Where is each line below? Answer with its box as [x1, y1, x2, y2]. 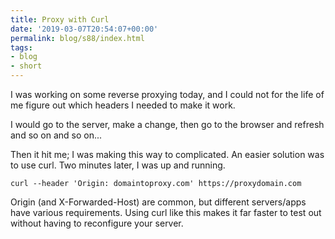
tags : [10, 42, 33, 53]
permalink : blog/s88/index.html [10, 33, 145, 43]
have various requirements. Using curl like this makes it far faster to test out [10, 207, 322, 218]
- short [10, 61, 43, 71]
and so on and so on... [10, 129, 103, 141]
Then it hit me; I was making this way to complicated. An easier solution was [10, 149, 325, 160]
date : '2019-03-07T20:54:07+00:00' [10, 24, 159, 34]
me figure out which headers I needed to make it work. [10, 99, 236, 111]
